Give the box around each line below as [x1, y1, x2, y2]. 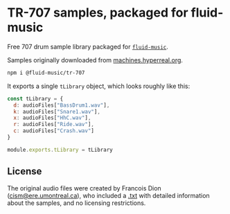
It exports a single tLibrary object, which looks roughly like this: [7, 82, 191, 90]
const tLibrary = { [7, 95, 64, 102]
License [7, 166, 42, 177]
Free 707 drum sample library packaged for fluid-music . [7, 42, 168, 51]
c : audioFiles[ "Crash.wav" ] [13, 127, 95, 134]
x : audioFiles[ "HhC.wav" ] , [13, 114, 91, 122]
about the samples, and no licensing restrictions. [7, 199, 146, 207]
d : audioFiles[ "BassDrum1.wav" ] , [13, 102, 110, 109]
